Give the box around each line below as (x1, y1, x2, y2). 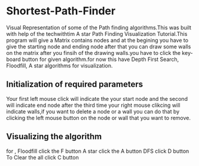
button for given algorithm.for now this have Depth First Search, (22, 56, 179, 63)
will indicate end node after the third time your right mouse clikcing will (6, 102, 180, 109)
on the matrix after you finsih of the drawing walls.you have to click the (6, 49, 181, 56)
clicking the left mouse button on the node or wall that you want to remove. (6, 114, 191, 121)
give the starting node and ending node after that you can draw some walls (6, 43, 191, 50)
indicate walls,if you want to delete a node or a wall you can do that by (6, 107, 180, 115)
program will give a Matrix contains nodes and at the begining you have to (6, 36, 189, 44)
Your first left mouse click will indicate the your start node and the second (6, 95, 188, 102)
